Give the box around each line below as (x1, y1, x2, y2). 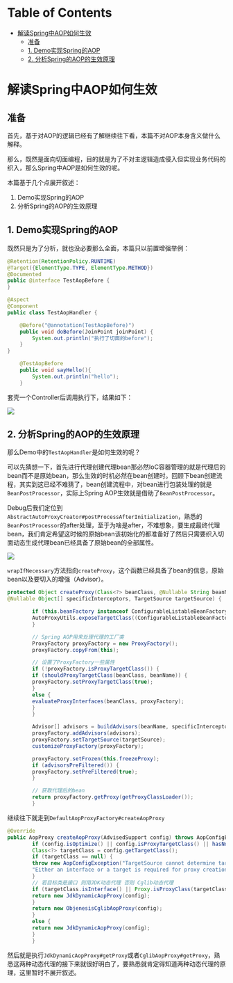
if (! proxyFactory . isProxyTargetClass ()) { (32, 666, 159, 673)
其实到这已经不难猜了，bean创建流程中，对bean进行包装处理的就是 (19, 480, 213, 488)
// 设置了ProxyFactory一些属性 (32, 659, 115, 666)
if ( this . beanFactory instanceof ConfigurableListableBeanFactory (32, 608, 228, 615)
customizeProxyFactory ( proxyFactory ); (32, 742, 144, 749)
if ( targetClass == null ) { (32, 854, 113, 861)
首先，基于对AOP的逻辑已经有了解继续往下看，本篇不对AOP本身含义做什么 (7, 131, 221, 140)
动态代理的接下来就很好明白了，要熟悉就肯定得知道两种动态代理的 (31, 959, 220, 968)
